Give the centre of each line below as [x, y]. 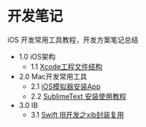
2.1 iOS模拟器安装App [66, 86]
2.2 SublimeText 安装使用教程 [79, 96]
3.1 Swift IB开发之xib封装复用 [77, 114]
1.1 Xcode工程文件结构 [67, 66]
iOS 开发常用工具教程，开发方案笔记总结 [73, 40]
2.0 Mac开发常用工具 [53, 76]
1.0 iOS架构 [37, 56]
